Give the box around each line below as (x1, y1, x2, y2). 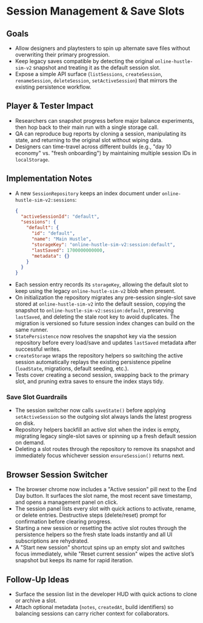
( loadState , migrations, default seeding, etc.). (15, 365, 129, 372)
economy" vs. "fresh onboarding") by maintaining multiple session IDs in (15, 149, 197, 156)
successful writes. (15, 345, 61, 353)
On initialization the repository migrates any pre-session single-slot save (15, 294, 196, 301)
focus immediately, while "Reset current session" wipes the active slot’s (15, 550, 195, 557)
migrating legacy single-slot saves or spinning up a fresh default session (15, 433, 197, 440)
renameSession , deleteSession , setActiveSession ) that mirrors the (15, 77, 178, 84)
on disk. (15, 419, 35, 427)
